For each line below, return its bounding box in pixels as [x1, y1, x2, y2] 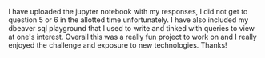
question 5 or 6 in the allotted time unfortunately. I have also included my [8, 15, 249, 25]
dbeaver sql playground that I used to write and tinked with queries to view [8, 24, 255, 33]
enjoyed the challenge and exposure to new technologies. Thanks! [8, 41, 227, 50]
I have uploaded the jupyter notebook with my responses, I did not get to [8, 7, 248, 16]
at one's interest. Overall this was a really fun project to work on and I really [8, 32, 258, 41]
